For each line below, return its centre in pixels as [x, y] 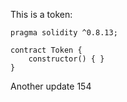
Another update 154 [51, 86]
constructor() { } [66, 59]
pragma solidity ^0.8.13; [64, 33]
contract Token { [46, 50]
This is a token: [41, 14]
